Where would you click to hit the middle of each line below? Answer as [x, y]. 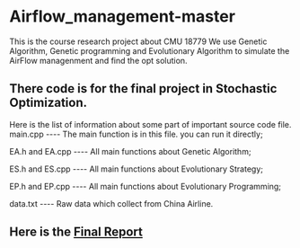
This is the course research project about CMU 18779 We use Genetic [138, 41]
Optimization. [49, 103]
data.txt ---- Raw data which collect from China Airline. [111, 203]
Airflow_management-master [123, 17]
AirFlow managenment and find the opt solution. [98, 60]
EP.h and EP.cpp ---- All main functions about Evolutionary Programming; [145, 186]
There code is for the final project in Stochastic [143, 89]
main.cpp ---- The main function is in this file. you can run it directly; [136, 134]
